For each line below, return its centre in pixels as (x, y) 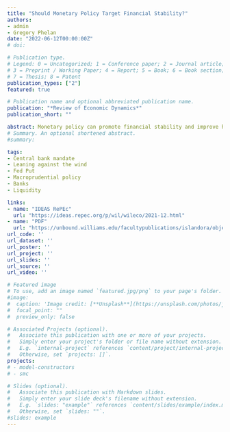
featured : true (29, 90)
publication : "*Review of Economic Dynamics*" (75, 108)
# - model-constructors (41, 367)
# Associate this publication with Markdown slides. (87, 392)
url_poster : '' (29, 247)
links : (16, 203)
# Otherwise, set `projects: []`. (59, 355)
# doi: (16, 45)
